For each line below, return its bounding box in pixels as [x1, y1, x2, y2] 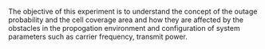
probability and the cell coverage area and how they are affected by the [8, 15, 243, 24]
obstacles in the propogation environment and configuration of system [8, 24, 241, 32]
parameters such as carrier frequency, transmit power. [8, 32, 188, 41]
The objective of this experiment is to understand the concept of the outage [8, 7, 258, 16]
